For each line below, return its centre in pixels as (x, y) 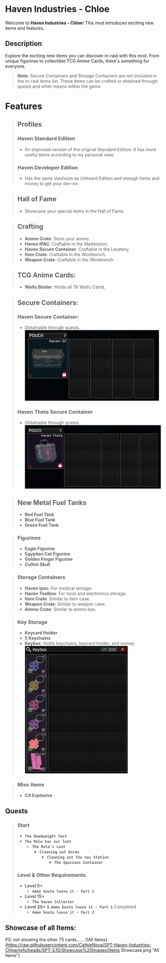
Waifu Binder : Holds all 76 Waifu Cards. (65, 287)
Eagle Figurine (40, 549)
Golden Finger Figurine (49, 559)
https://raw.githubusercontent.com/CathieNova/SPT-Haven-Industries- (79, 945)
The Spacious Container (79, 863)
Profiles (29, 125)
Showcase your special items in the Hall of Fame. (75, 211)
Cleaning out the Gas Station (78, 857)
